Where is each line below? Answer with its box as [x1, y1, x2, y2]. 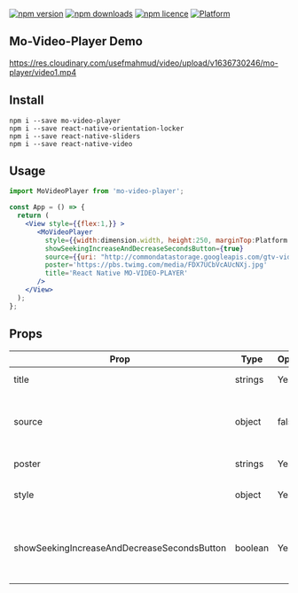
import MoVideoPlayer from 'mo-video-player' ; [9, 187, 184, 196]
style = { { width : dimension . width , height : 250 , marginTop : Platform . [44, 236, 292, 245]
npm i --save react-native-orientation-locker [9, 124, 184, 133]
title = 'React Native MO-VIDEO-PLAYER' [44, 269, 189, 278]
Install [9, 93, 44, 108]
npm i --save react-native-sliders [9, 131, 141, 141]
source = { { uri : [44, 253, 98, 261]
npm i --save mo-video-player [9, 116, 122, 125]
